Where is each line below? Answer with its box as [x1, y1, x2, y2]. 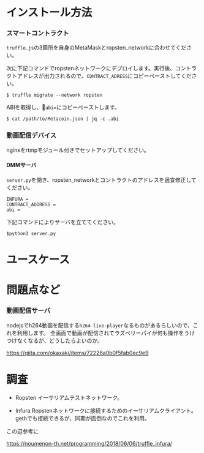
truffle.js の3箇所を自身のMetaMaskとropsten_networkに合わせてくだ [6, 44, 187, 51]
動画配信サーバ [6, 307, 51, 315]
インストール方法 [6, 6, 93, 20]
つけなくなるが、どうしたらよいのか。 [6, 337, 103, 344]
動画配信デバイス [6, 131, 57, 140]
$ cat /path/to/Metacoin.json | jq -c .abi [6, 116, 119, 122]
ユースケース [6, 253, 70, 267]
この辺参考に [6, 427, 39, 435]
